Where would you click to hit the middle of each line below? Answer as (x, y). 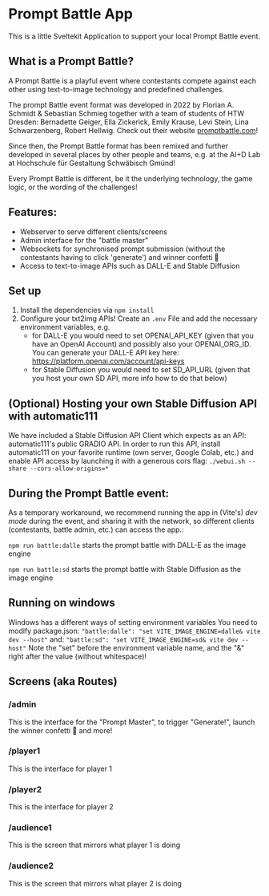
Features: (33, 212)
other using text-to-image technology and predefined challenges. (116, 89)
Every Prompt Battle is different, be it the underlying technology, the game (130, 178)
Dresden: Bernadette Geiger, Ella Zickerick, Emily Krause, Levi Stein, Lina (129, 122)
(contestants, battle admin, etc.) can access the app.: (96, 529)
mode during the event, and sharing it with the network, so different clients (131, 521)
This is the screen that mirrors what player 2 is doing (95, 883)
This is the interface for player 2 (61, 807)
